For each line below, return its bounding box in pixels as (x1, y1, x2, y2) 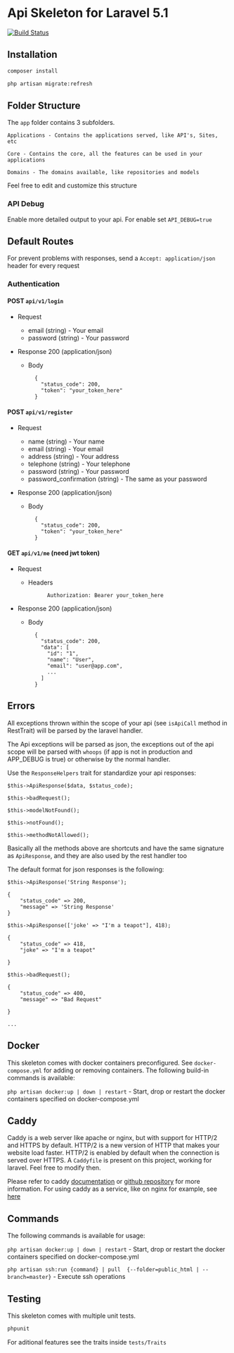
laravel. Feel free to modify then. (7, 1163, 101, 1172)
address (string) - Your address (27, 452, 119, 460)
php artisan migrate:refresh (7, 80, 93, 87)
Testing (7, 1292, 41, 1305)
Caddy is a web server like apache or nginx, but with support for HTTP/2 (7, 1134, 218, 1142)
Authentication (7, 279, 60, 289)
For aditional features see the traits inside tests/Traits (7, 1337, 167, 1346)
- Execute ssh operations (53, 1273, 126, 1281)
